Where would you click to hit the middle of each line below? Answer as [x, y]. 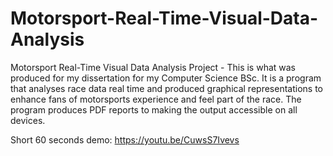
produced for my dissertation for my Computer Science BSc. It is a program [166, 78]
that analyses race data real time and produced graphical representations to [166, 88]
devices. [28, 120]
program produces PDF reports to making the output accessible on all [154, 109]
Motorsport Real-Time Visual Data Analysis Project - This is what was [153, 67]
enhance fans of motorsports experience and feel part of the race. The [156, 99]
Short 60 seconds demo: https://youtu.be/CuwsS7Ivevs [125, 139]
